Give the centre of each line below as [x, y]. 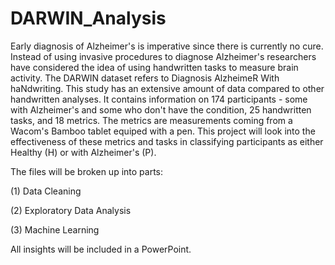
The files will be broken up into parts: [87, 171]
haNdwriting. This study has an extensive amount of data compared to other [167, 88]
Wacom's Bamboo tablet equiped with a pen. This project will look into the [163, 131]
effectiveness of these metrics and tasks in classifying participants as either [167, 141]
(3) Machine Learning [55, 229]
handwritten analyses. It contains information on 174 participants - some [159, 99]
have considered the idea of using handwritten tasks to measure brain [154, 67]
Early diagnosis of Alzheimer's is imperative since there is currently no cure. [167, 46]
